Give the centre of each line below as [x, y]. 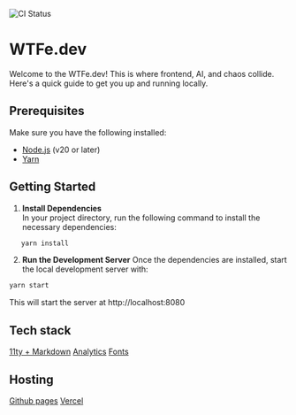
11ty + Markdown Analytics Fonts [69, 352]
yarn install [45, 243]
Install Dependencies [61, 208]
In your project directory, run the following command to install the [141, 218]
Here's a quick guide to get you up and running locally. [109, 83]
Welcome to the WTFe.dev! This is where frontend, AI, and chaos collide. [142, 73]
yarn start [29, 286]
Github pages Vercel [46, 400]
